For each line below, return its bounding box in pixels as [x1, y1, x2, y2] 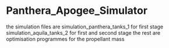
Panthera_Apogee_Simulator [6, 4, 147, 17]
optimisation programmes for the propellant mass [6, 35, 125, 42]
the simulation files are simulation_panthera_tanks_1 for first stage [6, 23, 164, 30]
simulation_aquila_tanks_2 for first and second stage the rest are [6, 29, 161, 36]
